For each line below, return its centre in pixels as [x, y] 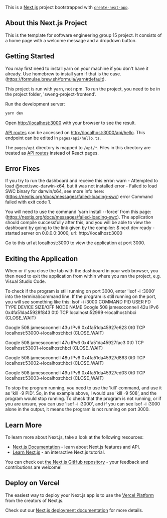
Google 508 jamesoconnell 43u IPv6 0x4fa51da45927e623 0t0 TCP [75, 328]
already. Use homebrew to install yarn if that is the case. [63, 74]
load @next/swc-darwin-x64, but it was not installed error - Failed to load [81, 186]
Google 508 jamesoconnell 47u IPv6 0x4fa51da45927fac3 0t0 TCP [74, 343]
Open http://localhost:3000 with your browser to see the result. [71, 123]
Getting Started [30, 57]
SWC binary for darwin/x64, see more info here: [55, 191]
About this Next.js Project [46, 23]
